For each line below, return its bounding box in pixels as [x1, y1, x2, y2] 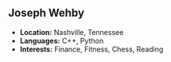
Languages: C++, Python [19, 36, 104, 45]
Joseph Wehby [8, 6, 85, 20]
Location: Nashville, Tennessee [19, 27, 124, 37]
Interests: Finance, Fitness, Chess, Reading [19, 44, 164, 54]
